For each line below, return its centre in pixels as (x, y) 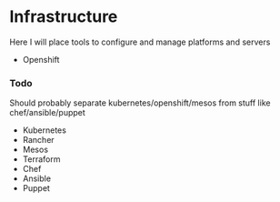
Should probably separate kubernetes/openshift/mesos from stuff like (140, 103)
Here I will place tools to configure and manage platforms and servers (140, 42)
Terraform (41, 159)
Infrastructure (64, 17)
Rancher (38, 140)
